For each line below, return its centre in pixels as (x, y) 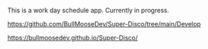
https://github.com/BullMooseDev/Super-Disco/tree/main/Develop (104, 24)
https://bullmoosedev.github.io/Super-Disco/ (73, 38)
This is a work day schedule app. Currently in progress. (88, 10)
